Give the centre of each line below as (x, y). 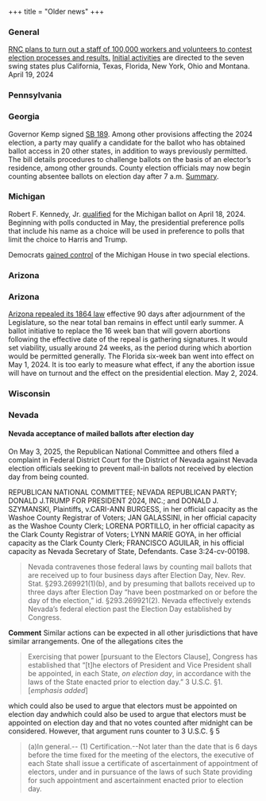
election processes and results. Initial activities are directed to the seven (126, 58)
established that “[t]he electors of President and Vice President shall (139, 665)
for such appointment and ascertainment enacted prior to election (135, 780)
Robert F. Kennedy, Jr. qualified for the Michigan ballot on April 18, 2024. (127, 214)
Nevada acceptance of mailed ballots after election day (101, 434)
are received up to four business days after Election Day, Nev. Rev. (137, 575)
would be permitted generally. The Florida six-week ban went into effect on (131, 356)
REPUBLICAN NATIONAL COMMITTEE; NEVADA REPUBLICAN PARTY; (123, 493)
